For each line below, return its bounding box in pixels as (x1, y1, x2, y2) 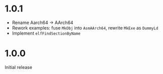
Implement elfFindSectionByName (12, 30, 81, 36)
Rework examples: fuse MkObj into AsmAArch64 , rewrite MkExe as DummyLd (12, 24, 158, 30)
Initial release (5, 64, 32, 70)
